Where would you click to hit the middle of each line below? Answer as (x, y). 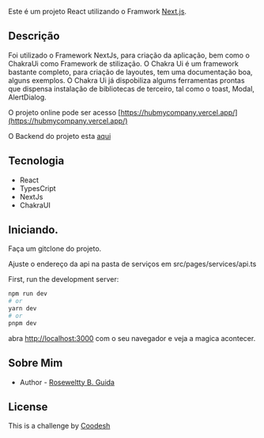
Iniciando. (34, 230)
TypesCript (38, 188)
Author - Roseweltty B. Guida (67, 382)
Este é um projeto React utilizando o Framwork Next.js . (98, 11)
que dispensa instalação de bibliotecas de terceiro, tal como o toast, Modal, (132, 88)
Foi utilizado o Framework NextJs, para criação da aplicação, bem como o (129, 55)
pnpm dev (23, 323)
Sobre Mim (36, 363)
